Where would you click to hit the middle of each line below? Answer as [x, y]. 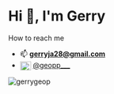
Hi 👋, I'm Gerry [57, 16]
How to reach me [36, 38]
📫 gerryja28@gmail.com [62, 54]
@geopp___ [51, 65]
